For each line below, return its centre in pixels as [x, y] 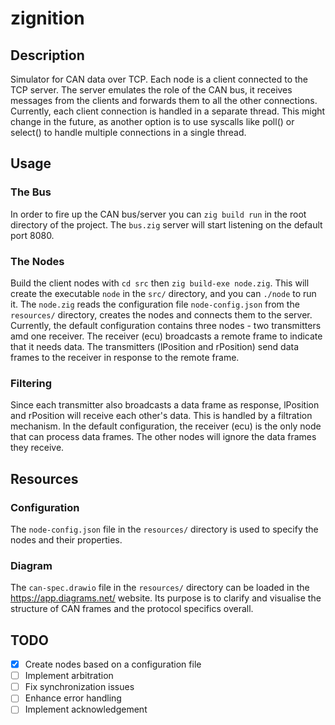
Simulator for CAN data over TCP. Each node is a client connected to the [159, 79]
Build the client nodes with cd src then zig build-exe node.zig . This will [160, 283]
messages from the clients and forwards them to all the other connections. [164, 100]
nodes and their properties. [66, 539]
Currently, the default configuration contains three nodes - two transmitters [166, 325]
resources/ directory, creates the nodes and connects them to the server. [161, 314]
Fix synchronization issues [79, 687]
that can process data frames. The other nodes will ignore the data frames [163, 437]
